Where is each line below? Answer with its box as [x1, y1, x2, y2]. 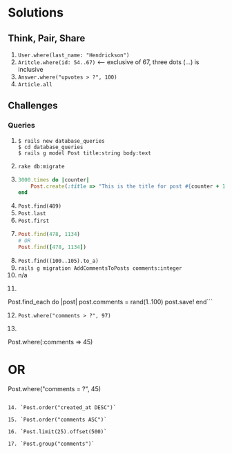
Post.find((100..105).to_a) [17, 257, 99, 264]
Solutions [8, 5, 64, 21]
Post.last [17, 210, 47, 217]
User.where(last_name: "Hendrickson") [17, 52, 130, 59]
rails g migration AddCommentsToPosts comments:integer [17, 264, 182, 272]
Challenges [8, 100, 58, 112]
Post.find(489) [17, 203, 62, 210]
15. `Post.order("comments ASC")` [8, 416, 108, 423]
